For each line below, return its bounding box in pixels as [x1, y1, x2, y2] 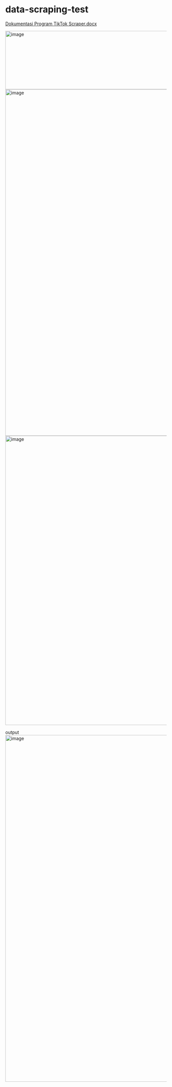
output [5, 729, 19, 735]
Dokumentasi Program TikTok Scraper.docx [5, 21, 97, 27]
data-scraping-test [5, 4, 89, 15]
